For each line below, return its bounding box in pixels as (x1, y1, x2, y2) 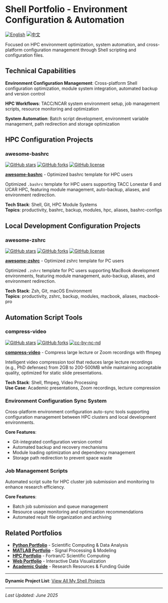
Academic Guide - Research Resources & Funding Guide (12, 563, 130, 569)
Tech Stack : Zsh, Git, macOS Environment (5, 288, 92, 294)
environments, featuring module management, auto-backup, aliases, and (5, 273, 155, 279)
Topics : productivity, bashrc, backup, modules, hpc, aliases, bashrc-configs (5, 207, 162, 213)
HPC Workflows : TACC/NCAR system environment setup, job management (5, 100, 160, 106)
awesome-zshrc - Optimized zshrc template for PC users (5, 258, 124, 264)
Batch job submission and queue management (12, 504, 108, 510)
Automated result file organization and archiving (12, 514, 111, 520)
